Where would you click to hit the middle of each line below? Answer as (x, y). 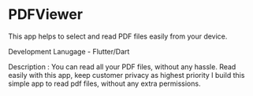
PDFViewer (46, 15)
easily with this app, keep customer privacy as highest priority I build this (126, 75)
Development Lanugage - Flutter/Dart (69, 51)
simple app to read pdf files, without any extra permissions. (104, 83)
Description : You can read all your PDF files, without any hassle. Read (122, 66)
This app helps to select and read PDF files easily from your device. (118, 36)
